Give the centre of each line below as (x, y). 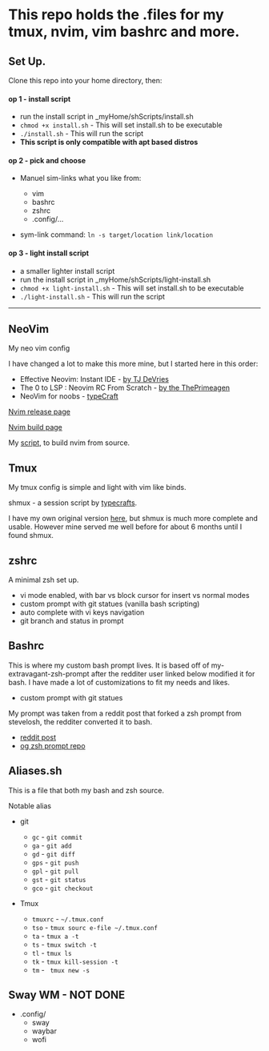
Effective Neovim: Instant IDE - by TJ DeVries (94, 379)
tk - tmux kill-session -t (75, 961)
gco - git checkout (62, 888)
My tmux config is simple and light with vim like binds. (97, 487)
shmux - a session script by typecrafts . (73, 503)
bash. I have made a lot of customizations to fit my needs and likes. (119, 682)
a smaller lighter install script (67, 271)
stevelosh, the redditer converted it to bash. (80, 721)
